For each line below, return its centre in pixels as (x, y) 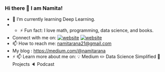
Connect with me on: (34, 38)
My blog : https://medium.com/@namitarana (59, 51)
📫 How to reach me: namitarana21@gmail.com (62, 43)
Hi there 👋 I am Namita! (34, 8)
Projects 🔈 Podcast (33, 64)
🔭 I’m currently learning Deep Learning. (54, 19)
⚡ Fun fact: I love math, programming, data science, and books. (87, 31)
